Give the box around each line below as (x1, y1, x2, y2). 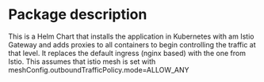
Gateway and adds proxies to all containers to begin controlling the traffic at (8, 39, 256, 49)
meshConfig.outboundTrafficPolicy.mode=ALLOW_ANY (8, 65, 189, 74)
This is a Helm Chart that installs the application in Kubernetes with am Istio (8, 32, 254, 41)
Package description (8, 6, 147, 24)
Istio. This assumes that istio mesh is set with (8, 57, 156, 66)
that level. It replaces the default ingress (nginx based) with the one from (8, 48, 246, 58)
